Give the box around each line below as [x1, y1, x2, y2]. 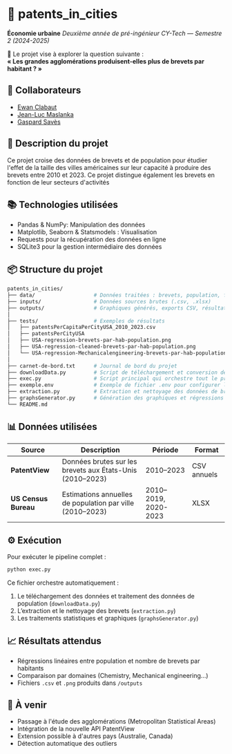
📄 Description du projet [7, 138, 108, 149]
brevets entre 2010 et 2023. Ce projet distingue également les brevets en [7, 171, 215, 179]
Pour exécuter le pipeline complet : [7, 553, 106, 561]
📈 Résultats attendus [7, 635, 101, 647]
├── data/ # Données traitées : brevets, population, [7, 292, 221, 299]
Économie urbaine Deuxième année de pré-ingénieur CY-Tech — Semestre [7, 29, 222, 37]
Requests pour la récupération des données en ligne [17, 235, 166, 244]
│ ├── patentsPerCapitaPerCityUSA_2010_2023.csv [7, 324, 156, 331]
